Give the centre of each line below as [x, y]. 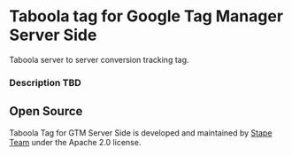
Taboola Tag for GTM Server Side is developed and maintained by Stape [141, 133]
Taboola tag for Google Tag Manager [146, 16]
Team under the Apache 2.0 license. [75, 142]
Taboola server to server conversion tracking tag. [99, 59]
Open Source [46, 111]
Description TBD [45, 82]
